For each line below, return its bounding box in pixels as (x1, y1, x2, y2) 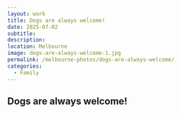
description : (7, 37, 46, 44)
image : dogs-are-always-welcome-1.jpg (7, 50, 121, 57)
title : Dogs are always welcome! (7, 17, 106, 24)
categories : (7, 63, 42, 70)
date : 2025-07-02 (7, 23, 58, 30)
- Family (13, 69, 39, 76)
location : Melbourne (7, 43, 68, 50)
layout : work (7, 10, 46, 18)
